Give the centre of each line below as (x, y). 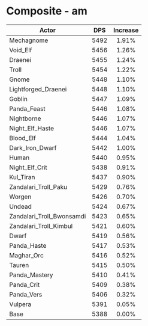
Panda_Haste (28, 245)
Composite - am (47, 11)
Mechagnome (29, 40)
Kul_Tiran (22, 177)
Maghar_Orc (26, 255)
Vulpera (20, 304)
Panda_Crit (25, 284)
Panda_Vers (26, 294)
